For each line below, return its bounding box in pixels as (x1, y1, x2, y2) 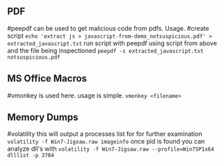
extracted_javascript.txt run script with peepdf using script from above (7, 38, 217, 47)
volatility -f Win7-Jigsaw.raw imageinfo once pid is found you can (7, 137, 205, 146)
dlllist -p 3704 (7, 152, 54, 159)
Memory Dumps (7, 112, 79, 123)
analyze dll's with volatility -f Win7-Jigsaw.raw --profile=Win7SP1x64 (7, 144, 214, 153)
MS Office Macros (7, 73, 87, 84)
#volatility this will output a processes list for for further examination (7, 130, 202, 138)
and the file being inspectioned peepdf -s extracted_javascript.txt (7, 46, 204, 54)
